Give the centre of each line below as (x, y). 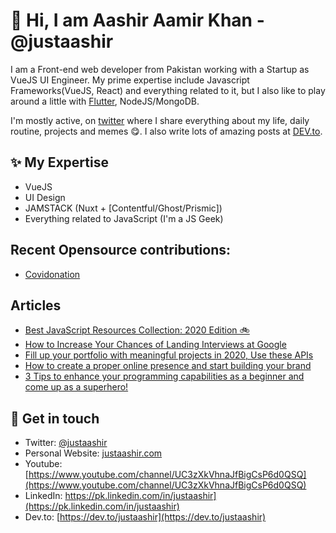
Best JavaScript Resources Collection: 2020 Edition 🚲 (137, 330)
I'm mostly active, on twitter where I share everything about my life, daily (160, 120)
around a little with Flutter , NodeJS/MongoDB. (105, 101)
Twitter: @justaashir (66, 443)
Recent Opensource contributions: (120, 250)
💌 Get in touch (55, 418)
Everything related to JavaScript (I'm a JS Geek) (124, 218)
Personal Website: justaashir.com (93, 453)
